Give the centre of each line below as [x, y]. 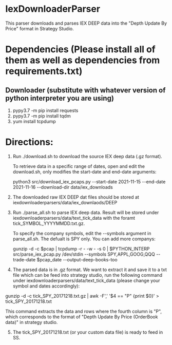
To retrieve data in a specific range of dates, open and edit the [79, 166]
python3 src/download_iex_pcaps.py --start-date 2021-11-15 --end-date [89, 181]
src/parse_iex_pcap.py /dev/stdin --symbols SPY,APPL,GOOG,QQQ [84, 254]
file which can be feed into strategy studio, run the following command [88, 275]
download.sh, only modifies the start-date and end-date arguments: [84, 171]
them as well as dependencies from [83, 60]
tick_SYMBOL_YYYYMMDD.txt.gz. [49, 223]
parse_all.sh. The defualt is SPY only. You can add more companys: [84, 239]
